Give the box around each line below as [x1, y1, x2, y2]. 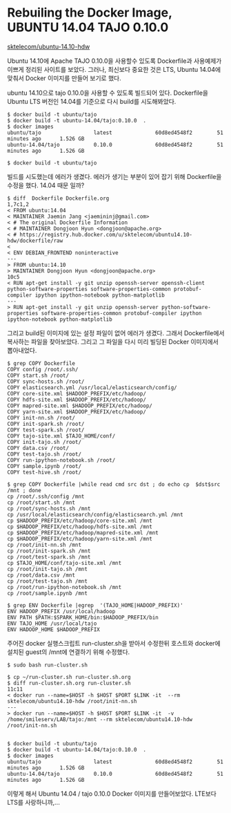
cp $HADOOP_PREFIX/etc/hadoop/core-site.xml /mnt [7, 517, 153, 524]
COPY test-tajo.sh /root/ [7, 451, 81, 458]
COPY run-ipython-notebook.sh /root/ [7, 456, 116, 464]
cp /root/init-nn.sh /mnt [7, 541, 81, 548]
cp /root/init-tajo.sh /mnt [7, 566, 88, 572]
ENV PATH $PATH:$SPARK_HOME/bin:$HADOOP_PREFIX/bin [7, 614, 159, 621]
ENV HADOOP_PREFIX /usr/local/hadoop [7, 608, 116, 615]
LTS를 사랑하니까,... [7, 798, 60, 806]
